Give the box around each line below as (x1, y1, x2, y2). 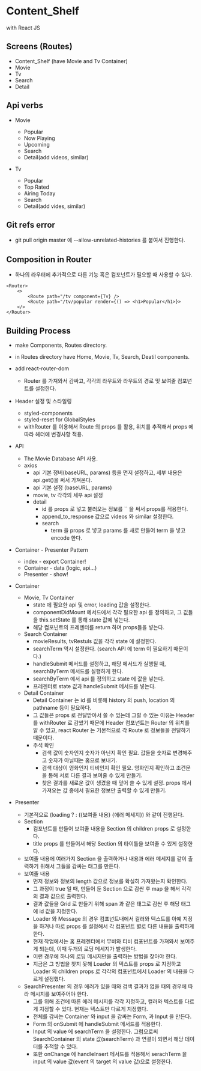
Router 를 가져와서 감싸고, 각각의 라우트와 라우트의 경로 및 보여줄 (23, 377, 176, 384)
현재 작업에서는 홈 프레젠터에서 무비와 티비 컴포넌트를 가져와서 (32, 938, 179, 945)
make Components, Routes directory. (14, 341, 107, 349)
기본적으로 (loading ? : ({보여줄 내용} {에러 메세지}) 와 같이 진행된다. (23, 811, 184, 818)
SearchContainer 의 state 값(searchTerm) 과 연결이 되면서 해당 (32, 1036, 184, 1042)
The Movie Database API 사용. (23, 455, 98, 462)
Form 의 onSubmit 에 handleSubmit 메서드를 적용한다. (32, 1021, 163, 1027)
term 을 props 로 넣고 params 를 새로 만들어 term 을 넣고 (50, 527, 186, 534)
